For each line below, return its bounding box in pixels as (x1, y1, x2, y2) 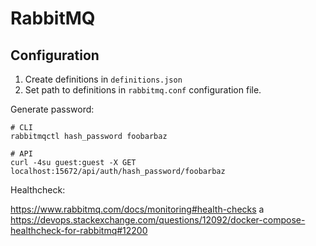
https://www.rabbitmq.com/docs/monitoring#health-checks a (10, 203, 265, 215)
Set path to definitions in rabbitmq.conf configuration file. (24, 84, 262, 96)
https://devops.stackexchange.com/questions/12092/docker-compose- (10, 214, 306, 226)
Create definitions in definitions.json (24, 73, 183, 85)
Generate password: (10, 103, 95, 115)
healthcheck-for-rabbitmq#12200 (10, 225, 148, 236)
